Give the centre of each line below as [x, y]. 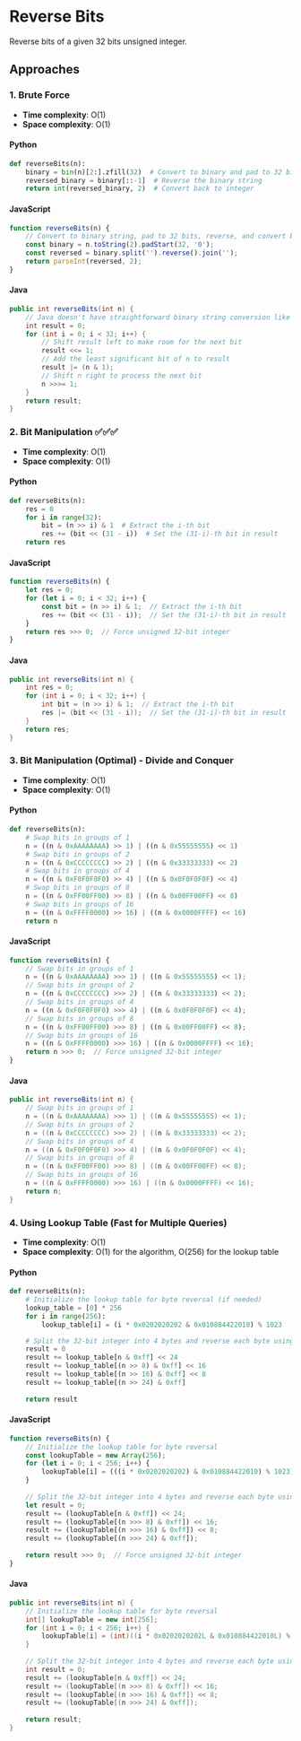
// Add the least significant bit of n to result [136, 359]
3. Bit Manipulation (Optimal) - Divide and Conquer [122, 761]
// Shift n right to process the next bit [122, 375]
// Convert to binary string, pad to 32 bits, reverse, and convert [156, 236]
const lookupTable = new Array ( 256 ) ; [96, 1455]
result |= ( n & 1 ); [78, 368]
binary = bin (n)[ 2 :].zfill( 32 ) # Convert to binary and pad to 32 [154, 172]
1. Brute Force [39, 95]
